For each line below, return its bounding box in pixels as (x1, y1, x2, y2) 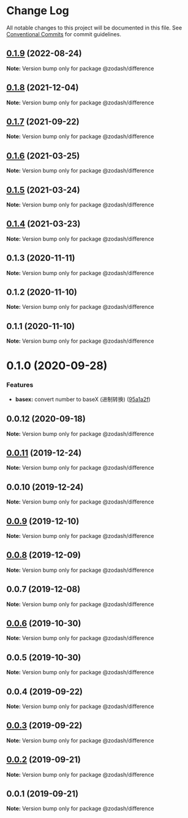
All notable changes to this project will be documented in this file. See (6, 24, 182, 31)
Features (6, 381, 34, 389)
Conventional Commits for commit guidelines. (6, 30, 121, 37)
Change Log (6, 4, 69, 18)
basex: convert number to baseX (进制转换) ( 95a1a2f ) (15, 395, 151, 403)
